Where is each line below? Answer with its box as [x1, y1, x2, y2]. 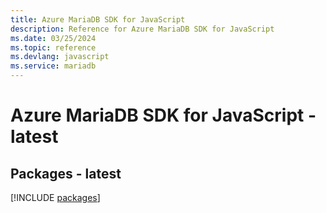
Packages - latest [10, 165, 122, 182]
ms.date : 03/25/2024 [10, 33, 97, 43]
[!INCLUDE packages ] [10, 192, 101, 203]
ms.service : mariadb [10, 61, 97, 71]
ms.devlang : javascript [10, 52, 110, 62]
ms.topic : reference [10, 42, 97, 53]
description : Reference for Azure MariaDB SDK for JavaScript [10, 24, 275, 34]
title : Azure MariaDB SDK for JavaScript [10, 14, 186, 25]
